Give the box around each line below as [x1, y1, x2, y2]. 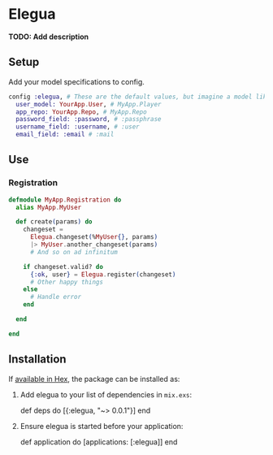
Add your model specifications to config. [8, 76, 145, 86]
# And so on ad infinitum [29, 248, 118, 256]
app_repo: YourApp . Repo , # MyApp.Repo [15, 107, 148, 116]
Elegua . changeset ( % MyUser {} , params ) [29, 233, 158, 241]
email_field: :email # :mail [15, 131, 115, 139]
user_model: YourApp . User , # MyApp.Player [15, 100, 162, 108]
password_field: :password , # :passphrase [15, 115, 162, 123]
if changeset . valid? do [23, 262, 104, 271]
